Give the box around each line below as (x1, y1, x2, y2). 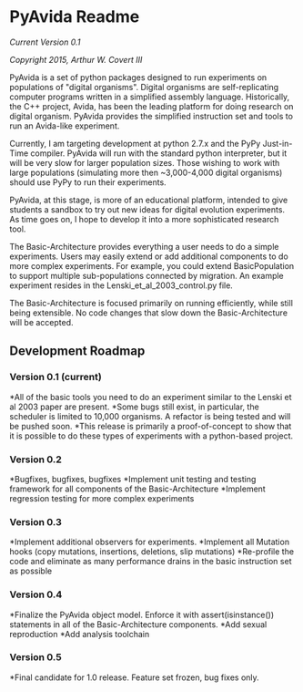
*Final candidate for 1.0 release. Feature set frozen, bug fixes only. (9, 672, 259, 683)
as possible (9, 565, 53, 576)
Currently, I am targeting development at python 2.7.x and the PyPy (9, 138, 261, 149)
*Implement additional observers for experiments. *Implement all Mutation (9, 536, 289, 548)
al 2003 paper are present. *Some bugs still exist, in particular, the (9, 401, 259, 412)
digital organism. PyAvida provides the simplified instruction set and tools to (9, 110, 294, 121)
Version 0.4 (9, 588, 63, 601)
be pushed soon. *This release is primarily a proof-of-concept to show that (9, 420, 292, 431)
